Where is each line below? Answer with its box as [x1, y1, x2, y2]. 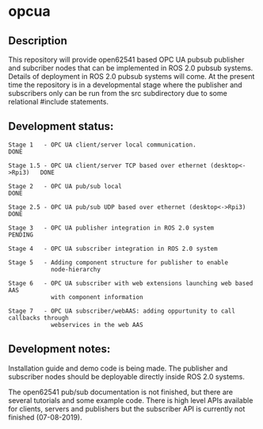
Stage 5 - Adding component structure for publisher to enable [8, 258, 228, 267]
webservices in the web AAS [50, 321, 144, 328]
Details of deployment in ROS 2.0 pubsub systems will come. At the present [8, 72, 255, 81]
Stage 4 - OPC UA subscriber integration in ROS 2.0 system [8, 245, 218, 252]
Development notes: [8, 343, 111, 356]
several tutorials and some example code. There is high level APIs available [8, 395, 253, 405]
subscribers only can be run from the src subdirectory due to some [8, 89, 227, 97]
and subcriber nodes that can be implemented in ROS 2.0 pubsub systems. [8, 63, 253, 73]
